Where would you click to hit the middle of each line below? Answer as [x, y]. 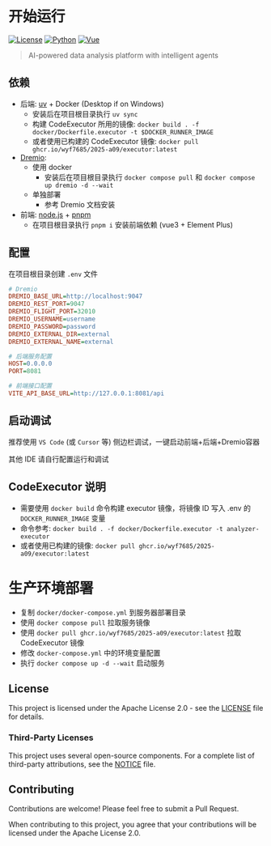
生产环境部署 [51, 588]
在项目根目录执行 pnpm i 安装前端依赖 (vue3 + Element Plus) [132, 224]
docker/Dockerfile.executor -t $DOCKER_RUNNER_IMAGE [123, 132]
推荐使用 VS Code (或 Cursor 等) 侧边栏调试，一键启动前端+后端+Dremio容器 [134, 441]
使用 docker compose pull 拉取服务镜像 [85, 622]
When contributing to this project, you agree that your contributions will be [133, 825]
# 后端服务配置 [30, 356]
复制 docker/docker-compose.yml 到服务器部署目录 [103, 612]
